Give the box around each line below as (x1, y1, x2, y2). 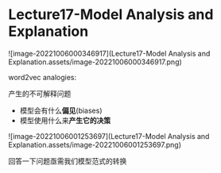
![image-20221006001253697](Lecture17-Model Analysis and (8, 131, 210, 140)
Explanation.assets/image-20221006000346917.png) (8, 57, 183, 67)
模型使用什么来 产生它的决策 (19, 115, 111, 125)
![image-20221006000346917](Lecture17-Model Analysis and (8, 48, 211, 58)
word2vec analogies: (8, 72, 77, 82)
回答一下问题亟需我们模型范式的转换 (8, 156, 127, 166)
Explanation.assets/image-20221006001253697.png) (8, 140, 181, 149)
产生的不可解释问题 (8, 89, 72, 98)
